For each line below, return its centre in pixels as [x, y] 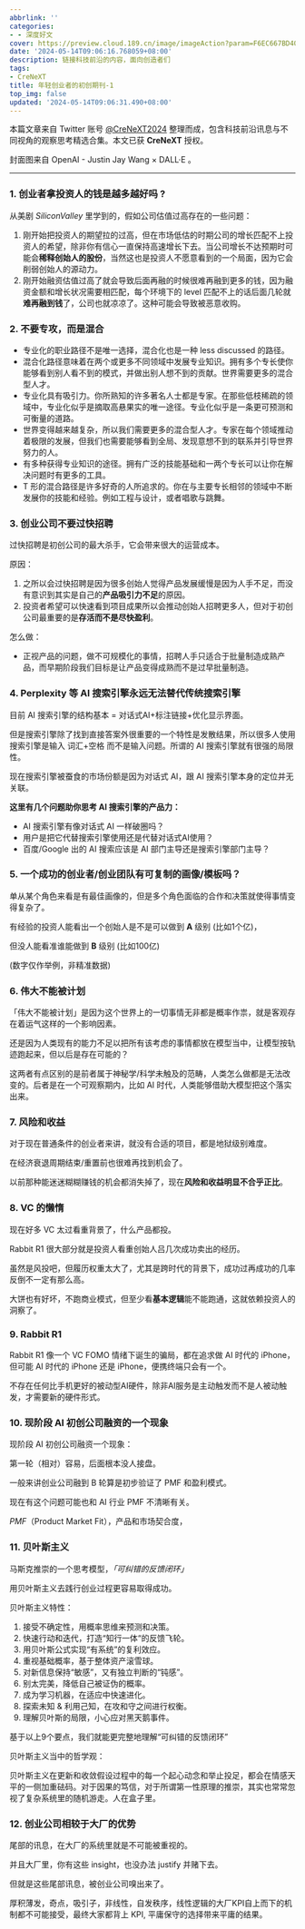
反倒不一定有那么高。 [49, 1279]
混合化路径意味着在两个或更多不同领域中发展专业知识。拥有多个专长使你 [157, 361]
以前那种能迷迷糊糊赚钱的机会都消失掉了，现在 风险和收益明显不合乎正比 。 [148, 1182]
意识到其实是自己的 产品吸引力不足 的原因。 [110, 595]
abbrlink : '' [34, 18]
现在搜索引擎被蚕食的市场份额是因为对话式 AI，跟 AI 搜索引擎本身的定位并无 [152, 776]
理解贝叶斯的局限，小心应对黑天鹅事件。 [98, 1717]
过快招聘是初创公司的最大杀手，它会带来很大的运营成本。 [117, 545]
